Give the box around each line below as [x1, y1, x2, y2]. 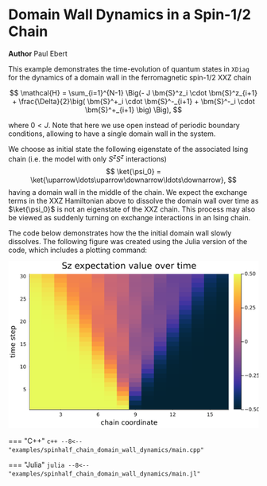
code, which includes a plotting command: [8, 245, 147, 255]
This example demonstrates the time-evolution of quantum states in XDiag [8, 64, 250, 73]
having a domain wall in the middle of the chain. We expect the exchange [8, 187, 248, 196]
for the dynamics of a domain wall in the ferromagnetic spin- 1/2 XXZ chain [8, 72, 252, 82]
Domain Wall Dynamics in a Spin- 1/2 [8, 6, 252, 24]
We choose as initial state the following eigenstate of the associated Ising [8, 144, 249, 154]
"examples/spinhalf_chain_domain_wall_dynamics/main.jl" [8, 469, 201, 478]
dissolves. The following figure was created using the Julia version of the [8, 236, 248, 246]
